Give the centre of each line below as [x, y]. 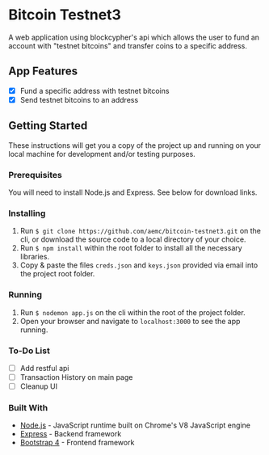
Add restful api [44, 368]
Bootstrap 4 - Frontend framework [77, 443]
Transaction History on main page [76, 377]
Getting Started [48, 126]
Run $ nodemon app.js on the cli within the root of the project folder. [132, 312]
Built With [28, 407]
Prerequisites [35, 175]
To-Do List [29, 351]
